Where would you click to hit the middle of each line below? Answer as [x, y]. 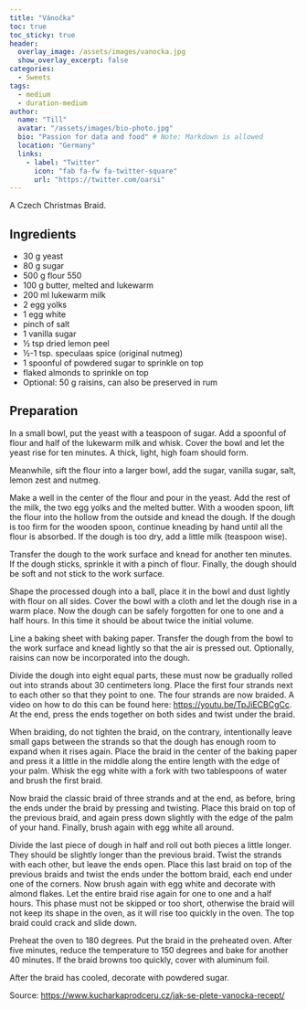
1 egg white [44, 314]
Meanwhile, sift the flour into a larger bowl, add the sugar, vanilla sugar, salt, [153, 470]
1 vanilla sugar [49, 334]
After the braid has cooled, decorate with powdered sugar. [120, 977]
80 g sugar [43, 266]
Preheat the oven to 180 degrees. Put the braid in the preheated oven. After [151, 940]
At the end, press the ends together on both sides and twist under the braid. [152, 714]
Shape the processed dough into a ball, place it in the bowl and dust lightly [150, 591]
